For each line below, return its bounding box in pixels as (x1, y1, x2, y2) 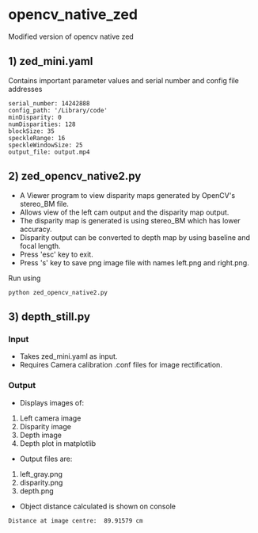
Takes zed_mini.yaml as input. (19, 352, 118, 361)
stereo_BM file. (19, 199, 70, 208)
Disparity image (19, 421, 71, 431)
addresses (8, 84, 43, 93)
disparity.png (19, 478, 63, 487)
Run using (8, 273, 41, 283)
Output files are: (19, 454, 73, 463)
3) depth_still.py (8, 310, 91, 323)
